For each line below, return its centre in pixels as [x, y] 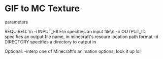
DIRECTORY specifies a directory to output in [50, 41]
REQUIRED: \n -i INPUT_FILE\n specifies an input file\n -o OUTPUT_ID [75, 31]
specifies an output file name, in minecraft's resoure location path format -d [81, 37]
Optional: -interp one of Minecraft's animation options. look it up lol [73, 51]
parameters [16, 22]
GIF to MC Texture [42, 9]
